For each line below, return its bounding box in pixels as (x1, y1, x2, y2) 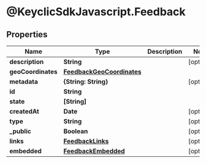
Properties (6, 29, 48, 40)
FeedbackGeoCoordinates (63, 68, 142, 76)
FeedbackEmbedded (63, 147, 125, 155)
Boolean (63, 127, 88, 136)
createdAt (9, 107, 40, 115)
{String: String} (63, 78, 109, 85)
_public (9, 127, 32, 136)
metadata (9, 78, 38, 85)
